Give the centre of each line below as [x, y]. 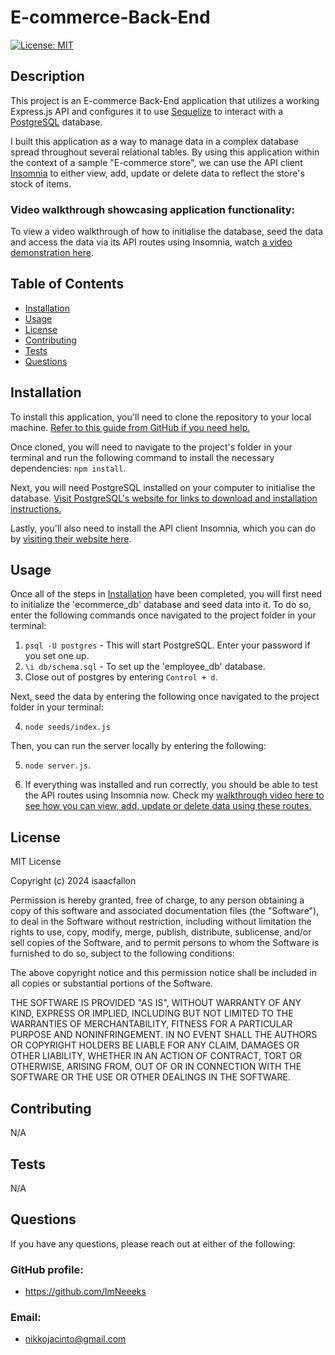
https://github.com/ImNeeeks [85, 1292]
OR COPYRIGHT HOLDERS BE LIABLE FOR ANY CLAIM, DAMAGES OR [155, 1045]
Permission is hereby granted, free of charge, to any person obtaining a [157, 900]
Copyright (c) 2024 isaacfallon [73, 881]
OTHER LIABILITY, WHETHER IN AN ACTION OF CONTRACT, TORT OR [156, 1056]
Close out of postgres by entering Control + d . [121, 677]
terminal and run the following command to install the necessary [142, 457]
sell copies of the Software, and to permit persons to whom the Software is [165, 943]
